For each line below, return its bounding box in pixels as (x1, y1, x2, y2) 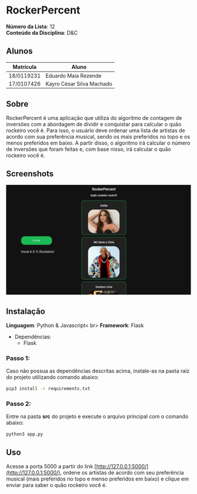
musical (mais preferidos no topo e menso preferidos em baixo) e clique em (6, 475, 189, 482)
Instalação (6, 306, 46, 316)
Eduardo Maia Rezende (45, 72, 101, 79)
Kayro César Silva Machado (45, 80, 113, 87)
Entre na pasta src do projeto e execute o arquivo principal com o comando (6, 413, 189, 420)
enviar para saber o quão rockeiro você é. (6, 482, 107, 489)
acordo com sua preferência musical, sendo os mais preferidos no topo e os (6, 133, 191, 140)
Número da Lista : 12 (6, 23, 56, 30)
